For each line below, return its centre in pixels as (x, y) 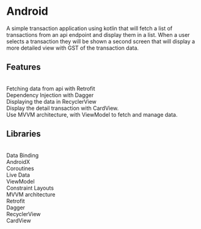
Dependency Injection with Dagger (50, 95)
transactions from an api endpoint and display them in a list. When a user (98, 34)
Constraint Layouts (30, 188)
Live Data (18, 175)
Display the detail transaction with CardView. (63, 108)
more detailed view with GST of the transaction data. (73, 48)
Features (24, 67)
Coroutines (20, 168)
